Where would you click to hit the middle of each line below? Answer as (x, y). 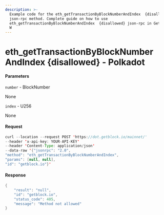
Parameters (17, 76)
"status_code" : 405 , (35, 199)
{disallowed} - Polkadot (96, 62)
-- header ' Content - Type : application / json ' (50, 146)
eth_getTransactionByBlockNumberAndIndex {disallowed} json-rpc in (81, 23)
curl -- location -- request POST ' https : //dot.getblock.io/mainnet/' (76, 137)
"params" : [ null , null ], (30, 160)
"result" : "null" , (32, 190)
